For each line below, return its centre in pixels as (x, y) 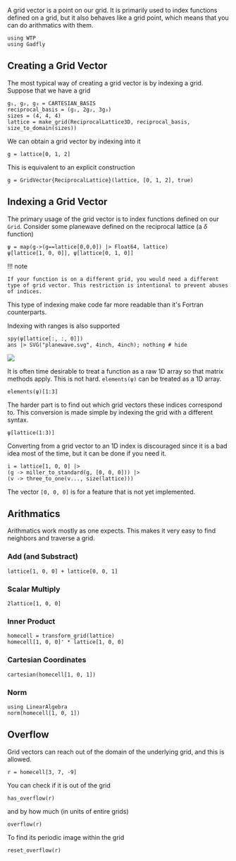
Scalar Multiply (34, 589)
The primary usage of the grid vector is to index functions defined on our (113, 219)
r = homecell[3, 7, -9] (42, 772)
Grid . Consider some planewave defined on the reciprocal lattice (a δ (107, 226)
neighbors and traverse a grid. (51, 538)
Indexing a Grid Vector (57, 202)
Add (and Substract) (43, 557)
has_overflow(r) (31, 798)
